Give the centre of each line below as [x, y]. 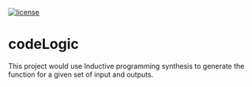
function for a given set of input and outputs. [81, 74]
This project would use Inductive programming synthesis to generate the [126, 66]
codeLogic [43, 44]
